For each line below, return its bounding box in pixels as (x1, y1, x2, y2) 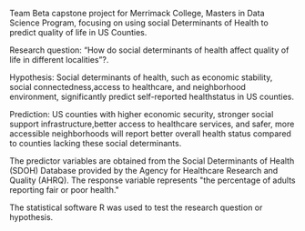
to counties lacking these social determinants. (9, 138, 182, 148)
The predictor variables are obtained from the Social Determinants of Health (9, 156, 295, 166)
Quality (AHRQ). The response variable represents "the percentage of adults (9, 175, 296, 186)
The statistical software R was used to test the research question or (9, 202, 263, 213)
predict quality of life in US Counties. (9, 27, 147, 37)
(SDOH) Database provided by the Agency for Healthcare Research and (9, 166, 279, 176)
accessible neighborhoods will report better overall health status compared (9, 128, 291, 139)
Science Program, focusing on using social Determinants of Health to (9, 17, 269, 28)
